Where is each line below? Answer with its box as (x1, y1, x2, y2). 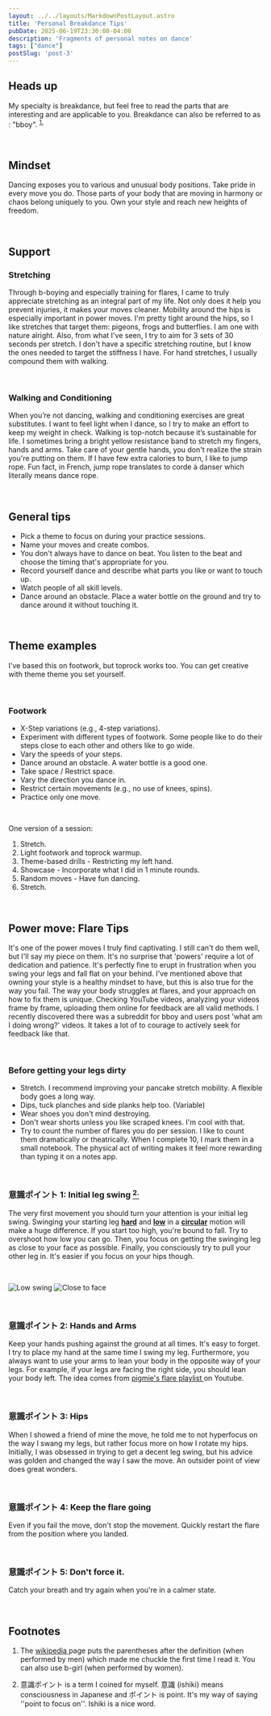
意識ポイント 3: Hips (8, 1411, 89, 1422)
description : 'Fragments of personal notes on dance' (8, 34, 194, 43)
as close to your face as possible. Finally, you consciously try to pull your (8, 1243, 252, 1252)
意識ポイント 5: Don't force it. (8, 1566, 125, 1578)
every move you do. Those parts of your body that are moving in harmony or (8, 189, 263, 198)
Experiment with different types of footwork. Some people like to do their (19, 732, 263, 742)
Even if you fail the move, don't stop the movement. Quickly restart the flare (8, 1520, 260, 1530)
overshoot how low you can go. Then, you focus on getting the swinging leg (8, 1235, 261, 1244)
